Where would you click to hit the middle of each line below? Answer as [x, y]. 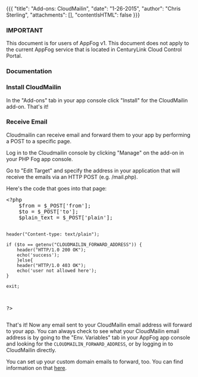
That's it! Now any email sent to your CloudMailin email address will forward [99, 325]
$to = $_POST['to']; [48, 211]
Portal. [14, 56]
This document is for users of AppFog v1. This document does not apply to [98, 43]
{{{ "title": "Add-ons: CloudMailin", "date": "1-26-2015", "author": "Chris [94, 9]
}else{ [25, 260]
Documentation [29, 71]
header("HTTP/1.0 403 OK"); [51, 265]
